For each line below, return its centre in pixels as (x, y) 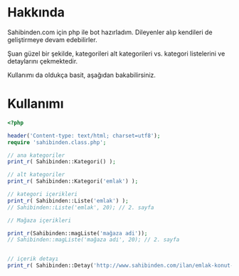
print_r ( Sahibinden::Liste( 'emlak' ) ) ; (68, 200)
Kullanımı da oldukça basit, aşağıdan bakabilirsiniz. (82, 75)
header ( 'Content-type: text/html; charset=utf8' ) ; (84, 136)
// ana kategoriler (36, 155)
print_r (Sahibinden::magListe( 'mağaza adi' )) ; (78, 233)
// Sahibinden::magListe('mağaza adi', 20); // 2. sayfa (94, 240)
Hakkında (36, 12)
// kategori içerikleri (43, 194)
